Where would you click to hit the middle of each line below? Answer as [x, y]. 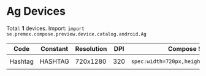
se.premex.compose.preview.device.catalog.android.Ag [77, 34]
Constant [55, 48]
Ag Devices [36, 11]
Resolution [91, 48]
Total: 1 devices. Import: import [45, 28]
